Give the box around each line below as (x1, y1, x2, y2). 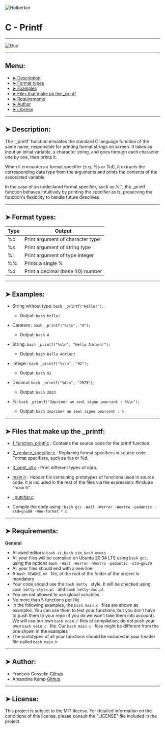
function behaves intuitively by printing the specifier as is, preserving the (5, 189, 153, 195)
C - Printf (5, 22, 43, 33)
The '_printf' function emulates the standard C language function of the (5, 138, 149, 144)
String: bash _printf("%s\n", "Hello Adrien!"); (12, 341, 111, 347)
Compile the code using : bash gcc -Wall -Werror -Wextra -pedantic (12, 504, 152, 510)
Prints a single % (24, 260, 63, 267)
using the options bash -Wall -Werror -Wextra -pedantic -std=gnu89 (12, 560, 152, 566)
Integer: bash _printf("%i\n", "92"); (12, 361, 89, 366)
